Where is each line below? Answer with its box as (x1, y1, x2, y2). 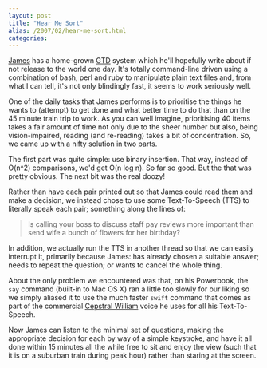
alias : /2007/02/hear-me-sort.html (8, 26, 127, 34)
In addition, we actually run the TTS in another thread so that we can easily (8, 243, 254, 253)
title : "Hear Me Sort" (8, 19, 84, 27)
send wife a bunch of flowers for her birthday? (27, 228, 181, 238)
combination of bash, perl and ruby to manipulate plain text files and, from (8, 73, 252, 82)
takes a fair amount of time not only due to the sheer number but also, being (8, 122, 259, 132)
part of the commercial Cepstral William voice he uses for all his (8, 301, 218, 311)
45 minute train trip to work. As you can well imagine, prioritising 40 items (8, 113, 251, 124)
